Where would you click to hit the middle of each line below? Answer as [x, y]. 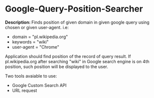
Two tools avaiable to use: [31, 76]
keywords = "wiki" [30, 42]
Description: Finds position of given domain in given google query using [77, 22]
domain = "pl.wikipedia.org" [40, 37]
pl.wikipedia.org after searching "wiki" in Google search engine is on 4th [77, 61]
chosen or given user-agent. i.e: [37, 27]
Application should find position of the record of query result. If [68, 56]
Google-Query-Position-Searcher [74, 9]
